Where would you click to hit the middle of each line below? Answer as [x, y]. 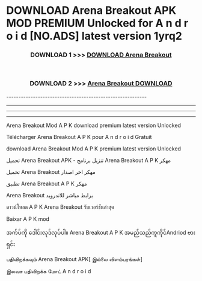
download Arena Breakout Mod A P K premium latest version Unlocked [94, 149]
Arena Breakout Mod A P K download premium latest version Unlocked [94, 125]
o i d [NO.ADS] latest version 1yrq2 [94, 36]
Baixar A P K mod [28, 219]
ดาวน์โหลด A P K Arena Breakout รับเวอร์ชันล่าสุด [60, 207]
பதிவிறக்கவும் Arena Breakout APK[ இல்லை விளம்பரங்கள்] [75, 259]
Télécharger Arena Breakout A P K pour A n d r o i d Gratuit [79, 137]
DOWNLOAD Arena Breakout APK [91, 11]
